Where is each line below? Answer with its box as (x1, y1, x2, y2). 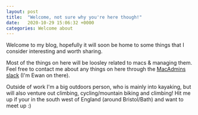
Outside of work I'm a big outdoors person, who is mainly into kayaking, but (6, 84, 191, 91)
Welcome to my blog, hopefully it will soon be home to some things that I (6, 41, 184, 49)
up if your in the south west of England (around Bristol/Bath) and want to (6, 96, 184, 103)
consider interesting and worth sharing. (6, 48, 103, 55)
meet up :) (6, 102, 32, 110)
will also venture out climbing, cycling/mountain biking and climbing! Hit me (6, 90, 191, 97)
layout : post (6, 8, 39, 15)
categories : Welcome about (6, 25, 73, 31)
